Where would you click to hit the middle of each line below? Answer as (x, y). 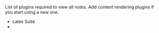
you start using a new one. (32, 12)
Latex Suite (24, 22)
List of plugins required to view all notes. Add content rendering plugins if (79, 7)
